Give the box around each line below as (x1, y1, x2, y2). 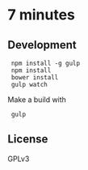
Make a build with (7, 95, 66, 104)
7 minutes (7, 6, 76, 24)
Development (7, 38, 78, 52)
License (7, 132, 48, 147)
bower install (10, 74, 59, 82)
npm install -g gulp (10, 59, 81, 67)
